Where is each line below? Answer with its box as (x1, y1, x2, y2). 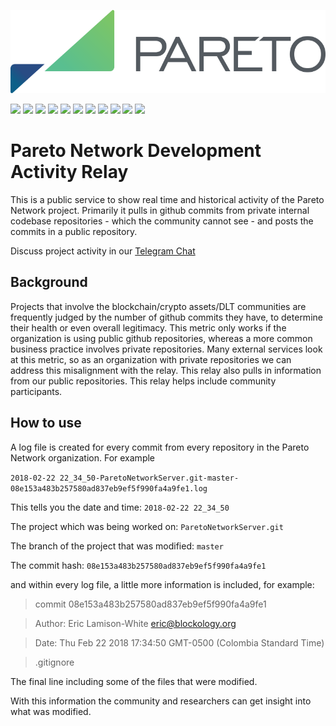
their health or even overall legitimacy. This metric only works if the (10, 321, 287, 334)
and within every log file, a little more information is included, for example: (10, 578, 315, 590)
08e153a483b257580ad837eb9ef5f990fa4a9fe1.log (10, 483, 208, 494)
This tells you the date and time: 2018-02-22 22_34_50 (10, 501, 230, 513)
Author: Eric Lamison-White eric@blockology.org (34, 617, 237, 629)
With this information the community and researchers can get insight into (10, 695, 312, 707)
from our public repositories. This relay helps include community (10, 375, 277, 387)
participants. (10, 385, 63, 397)
